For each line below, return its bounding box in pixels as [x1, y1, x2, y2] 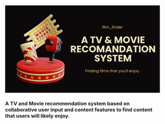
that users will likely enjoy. [5, 113, 70, 120]
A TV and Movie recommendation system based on [5, 100, 130, 107]
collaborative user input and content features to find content [5, 106, 153, 113]
